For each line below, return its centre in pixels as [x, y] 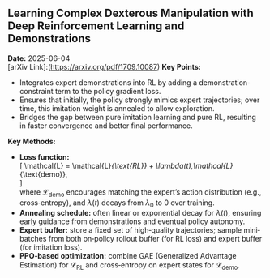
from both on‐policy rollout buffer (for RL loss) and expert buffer [155, 239]
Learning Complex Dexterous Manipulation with [131, 13]
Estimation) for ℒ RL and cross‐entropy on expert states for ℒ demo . [129, 266]
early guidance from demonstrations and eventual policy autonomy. [132, 221]
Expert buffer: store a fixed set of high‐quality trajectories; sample [131, 230]
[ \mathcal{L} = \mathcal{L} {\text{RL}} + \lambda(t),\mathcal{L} [126, 165]
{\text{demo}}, [43, 174]
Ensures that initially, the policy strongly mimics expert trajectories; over [139, 100]
